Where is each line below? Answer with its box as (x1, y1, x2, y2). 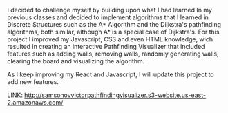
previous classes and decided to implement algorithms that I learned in (7, 13, 209, 21)
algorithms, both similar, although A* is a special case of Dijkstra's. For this (7, 28, 220, 36)
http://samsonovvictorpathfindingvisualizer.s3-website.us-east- (23, 91, 206, 99)
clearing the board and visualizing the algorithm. (7, 57, 145, 65)
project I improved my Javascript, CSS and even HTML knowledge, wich (7, 35, 213, 43)
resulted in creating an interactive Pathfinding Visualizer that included (7, 43, 205, 50)
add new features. (7, 78, 59, 85)
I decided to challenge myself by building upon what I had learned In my (7, 6, 213, 14)
